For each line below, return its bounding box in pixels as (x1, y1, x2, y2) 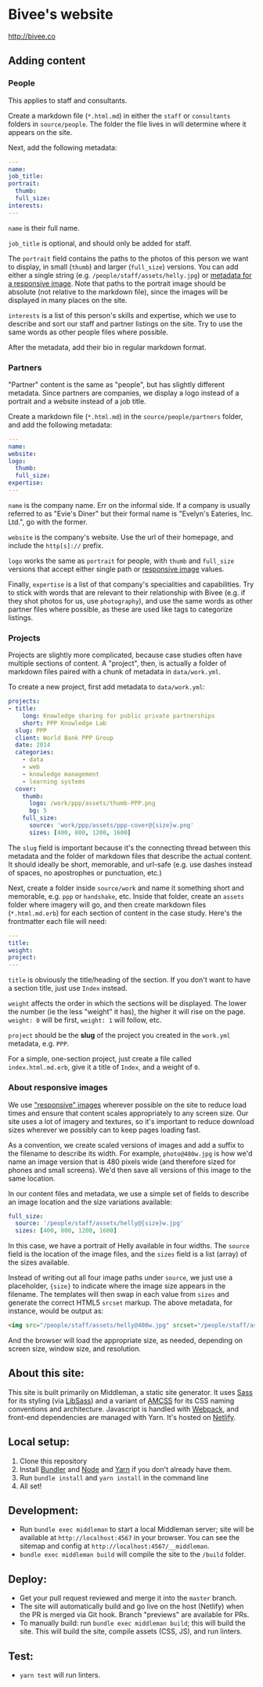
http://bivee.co (8, 31, 56, 41)
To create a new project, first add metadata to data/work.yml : (8, 682, 205, 692)
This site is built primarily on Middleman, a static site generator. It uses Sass (8, 1387, 253, 1397)
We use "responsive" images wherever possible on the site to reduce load (8, 1100, 247, 1109)
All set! (19, 1481, 42, 1491)
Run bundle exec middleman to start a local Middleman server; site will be (19, 1525, 254, 1534)
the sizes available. (8, 1258, 70, 1267)
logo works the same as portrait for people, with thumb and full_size (8, 556, 235, 565)
